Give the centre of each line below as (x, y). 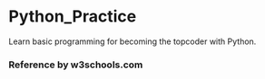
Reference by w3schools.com (76, 65)
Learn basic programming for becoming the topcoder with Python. (132, 41)
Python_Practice (73, 17)
